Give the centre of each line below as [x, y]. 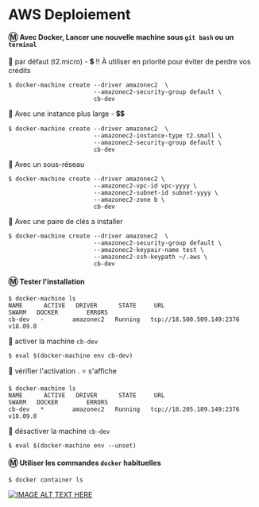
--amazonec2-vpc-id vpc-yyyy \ [145, 186]
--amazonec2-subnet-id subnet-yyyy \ [156, 193]
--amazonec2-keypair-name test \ [149, 250]
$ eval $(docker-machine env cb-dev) [71, 355]
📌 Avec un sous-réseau [46, 164]
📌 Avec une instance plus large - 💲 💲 [66, 114]
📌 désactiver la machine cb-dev [59, 431]
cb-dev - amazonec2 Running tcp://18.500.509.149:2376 [124, 319]
